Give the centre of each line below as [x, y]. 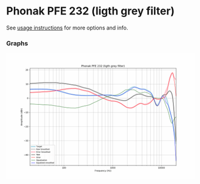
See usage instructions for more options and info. [67, 28]
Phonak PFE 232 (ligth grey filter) [90, 11]
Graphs [17, 43]
